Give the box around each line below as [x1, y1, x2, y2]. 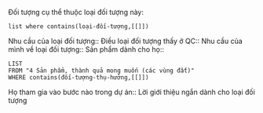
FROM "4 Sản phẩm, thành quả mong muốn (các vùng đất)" [8, 67, 195, 75]
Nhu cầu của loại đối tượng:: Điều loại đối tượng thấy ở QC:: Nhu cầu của [8, 36, 243, 46]
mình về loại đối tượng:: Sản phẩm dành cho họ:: [8, 45, 165, 54]
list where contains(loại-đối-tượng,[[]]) [8, 23, 149, 31]
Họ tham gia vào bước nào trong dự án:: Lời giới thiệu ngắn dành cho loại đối [8, 87, 255, 97]
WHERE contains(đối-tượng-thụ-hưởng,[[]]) [8, 74, 149, 82]
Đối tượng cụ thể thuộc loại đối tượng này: [8, 8, 144, 16]
